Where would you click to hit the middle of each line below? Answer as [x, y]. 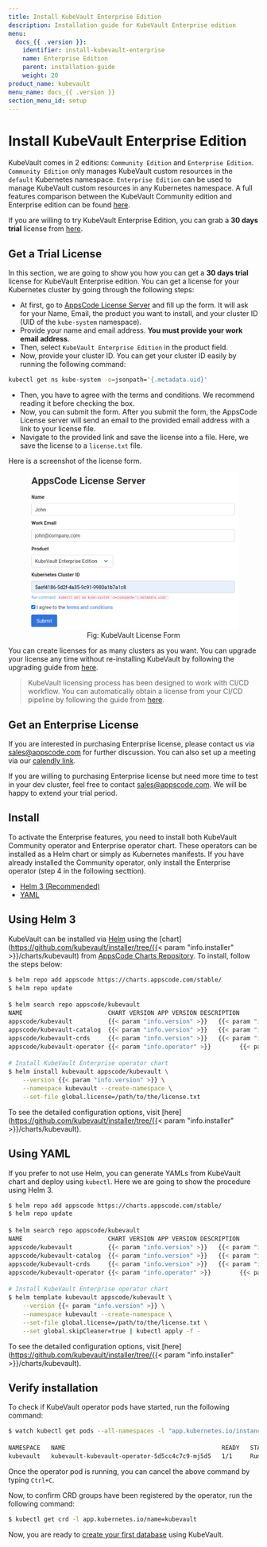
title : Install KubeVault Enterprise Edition [85, 17]
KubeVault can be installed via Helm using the [83, 939]
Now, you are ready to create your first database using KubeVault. [116, 1534]
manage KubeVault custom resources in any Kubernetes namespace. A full [130, 188]
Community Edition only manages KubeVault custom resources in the [120, 172]
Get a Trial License [55, 254]
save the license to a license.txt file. [81, 446]
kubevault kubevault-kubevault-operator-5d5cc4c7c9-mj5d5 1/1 [120, 1456]
